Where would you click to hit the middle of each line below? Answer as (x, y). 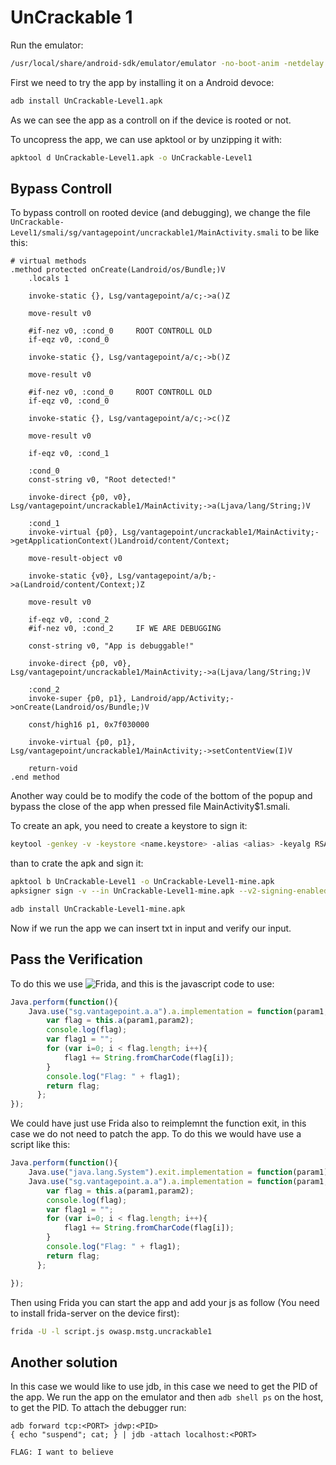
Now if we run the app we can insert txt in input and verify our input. (151, 928)
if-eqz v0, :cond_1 (69, 454)
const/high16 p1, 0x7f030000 (89, 725)
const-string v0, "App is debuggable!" (111, 646)
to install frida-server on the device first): (95, 1313)
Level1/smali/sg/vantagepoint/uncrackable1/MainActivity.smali (145, 233)
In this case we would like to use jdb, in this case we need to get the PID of (164, 1387)
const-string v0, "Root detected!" (102, 480)
